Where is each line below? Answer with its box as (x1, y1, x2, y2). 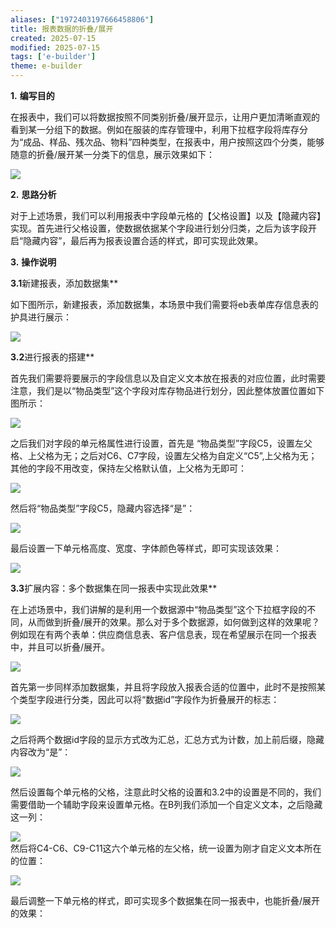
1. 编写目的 (10, 90, 55, 101)
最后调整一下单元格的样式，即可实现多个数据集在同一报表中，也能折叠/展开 (10, 895, 321, 906)
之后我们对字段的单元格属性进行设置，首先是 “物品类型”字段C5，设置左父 (10, 437, 313, 449)
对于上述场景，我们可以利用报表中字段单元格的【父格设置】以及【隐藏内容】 (10, 210, 326, 221)
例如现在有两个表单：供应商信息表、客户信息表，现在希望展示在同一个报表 (10, 629, 317, 640)
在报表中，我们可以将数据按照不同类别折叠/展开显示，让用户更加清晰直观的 (10, 111, 321, 123)
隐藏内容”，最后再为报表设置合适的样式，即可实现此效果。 (23, 235, 264, 246)
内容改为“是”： (10, 746, 72, 758)
